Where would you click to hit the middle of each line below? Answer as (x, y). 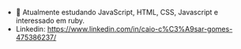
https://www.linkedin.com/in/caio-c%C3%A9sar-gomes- (140, 29)
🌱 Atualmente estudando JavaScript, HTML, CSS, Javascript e (117, 12)
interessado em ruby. (50, 21)
